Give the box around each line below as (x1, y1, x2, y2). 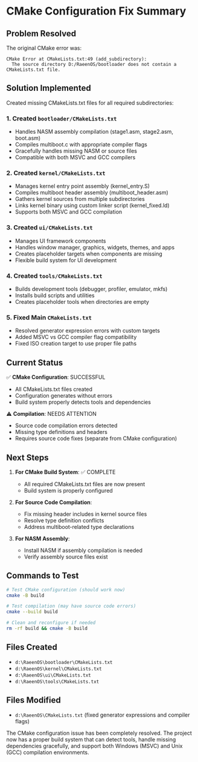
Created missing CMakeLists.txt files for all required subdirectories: (6, 99, 174, 107)
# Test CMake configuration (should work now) (6, 586, 126, 593)
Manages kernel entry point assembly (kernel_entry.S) (14, 183, 150, 190)
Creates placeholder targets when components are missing (14, 250, 163, 257)
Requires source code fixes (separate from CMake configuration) (14, 435, 177, 442)
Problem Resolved (6, 28, 77, 39)
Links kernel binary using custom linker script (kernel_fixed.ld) (14, 202, 170, 209)
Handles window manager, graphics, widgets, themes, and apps (14, 243, 175, 251)
